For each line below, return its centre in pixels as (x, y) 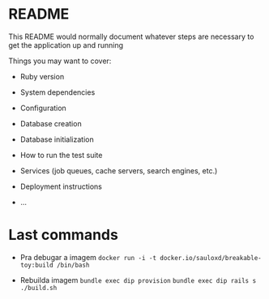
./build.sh (38, 288)
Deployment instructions (61, 186)
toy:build (37, 265)
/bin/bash (73, 265)
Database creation (51, 123)
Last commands (64, 235)
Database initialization (57, 139)
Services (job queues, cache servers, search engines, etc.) (119, 170)
